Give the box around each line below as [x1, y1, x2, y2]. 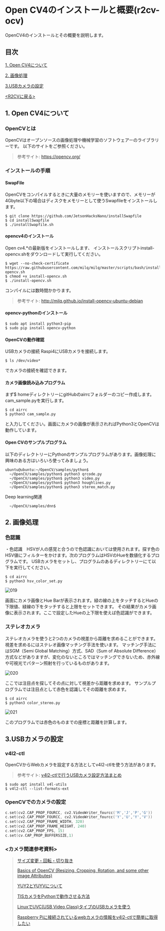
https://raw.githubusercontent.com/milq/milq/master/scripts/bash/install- [5, 265, 164, 270]
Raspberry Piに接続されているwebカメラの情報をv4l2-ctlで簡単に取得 [17, 914, 158, 920]
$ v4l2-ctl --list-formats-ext [5, 786, 69, 791]
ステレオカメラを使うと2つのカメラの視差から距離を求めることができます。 [5, 635, 158, 641]
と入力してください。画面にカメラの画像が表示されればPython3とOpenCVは [5, 421, 160, 427]
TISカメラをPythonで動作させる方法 [17, 894, 90, 900]
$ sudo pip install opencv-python [5, 325, 76, 330]
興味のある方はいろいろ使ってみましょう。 [5, 457, 91, 463]
